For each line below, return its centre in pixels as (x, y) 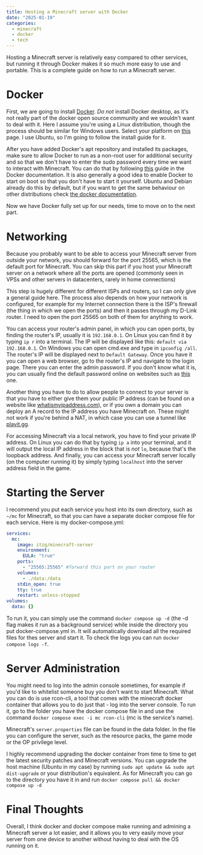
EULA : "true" (39, 556)
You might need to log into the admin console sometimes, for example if (96, 685)
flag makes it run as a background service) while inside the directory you (97, 625)
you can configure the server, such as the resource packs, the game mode (99, 736)
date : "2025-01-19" (31, 18)
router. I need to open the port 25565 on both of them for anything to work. (100, 317)
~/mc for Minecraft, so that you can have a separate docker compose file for (101, 515)
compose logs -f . (28, 644)
